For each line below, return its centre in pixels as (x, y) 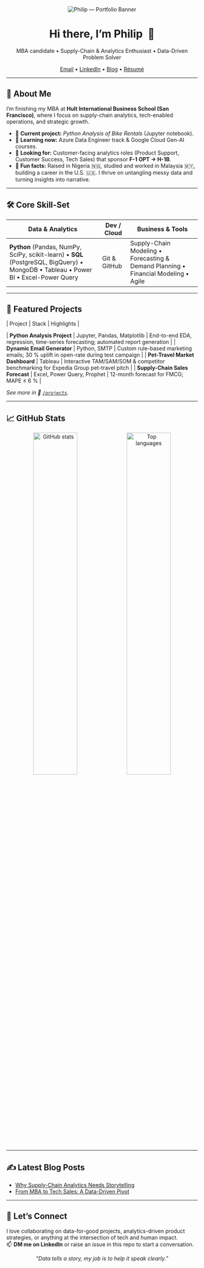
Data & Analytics (53, 229)
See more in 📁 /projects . (37, 393)
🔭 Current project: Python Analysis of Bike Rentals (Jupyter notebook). (104, 133)
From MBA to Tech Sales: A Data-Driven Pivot (72, 1191)
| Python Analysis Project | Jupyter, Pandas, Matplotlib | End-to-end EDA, (99, 335)
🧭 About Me (29, 94)
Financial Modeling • (160, 273)
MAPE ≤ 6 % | (24, 381)
